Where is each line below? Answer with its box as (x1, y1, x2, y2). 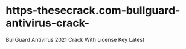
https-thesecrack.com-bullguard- (5, 4, 181, 17)
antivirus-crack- (5, 16, 90, 30)
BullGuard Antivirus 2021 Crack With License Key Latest (5, 36, 145, 43)
